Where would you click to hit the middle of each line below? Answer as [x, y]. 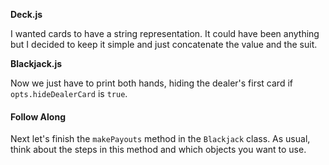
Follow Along [38, 116]
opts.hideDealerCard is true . [69, 93]
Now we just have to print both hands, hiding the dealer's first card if [151, 83]
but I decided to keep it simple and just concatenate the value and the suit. [164, 44]
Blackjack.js [36, 63]
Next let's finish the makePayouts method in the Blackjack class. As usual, [160, 139]
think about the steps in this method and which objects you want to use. [158, 150]
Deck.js [26, 14]
